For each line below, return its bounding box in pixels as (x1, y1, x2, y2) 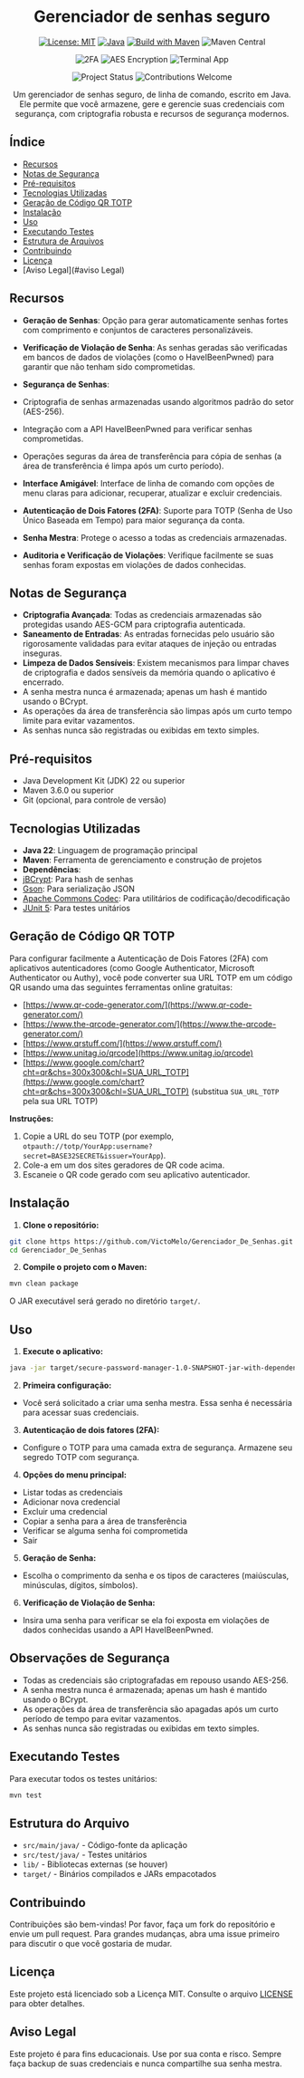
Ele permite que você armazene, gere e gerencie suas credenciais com (19, 98, 285, 110)
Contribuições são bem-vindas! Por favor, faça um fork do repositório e (9, 1919, 276, 1930)
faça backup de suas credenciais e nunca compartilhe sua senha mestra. (9, 2058, 282, 2069)
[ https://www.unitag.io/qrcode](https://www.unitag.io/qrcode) (22, 1047, 253, 1058)
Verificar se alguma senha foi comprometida (22, 1525, 188, 1536)
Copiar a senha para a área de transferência (22, 1515, 187, 1526)
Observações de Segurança (9, 1650, 170, 1666)
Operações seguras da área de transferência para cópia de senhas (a (22, 450, 282, 461)
